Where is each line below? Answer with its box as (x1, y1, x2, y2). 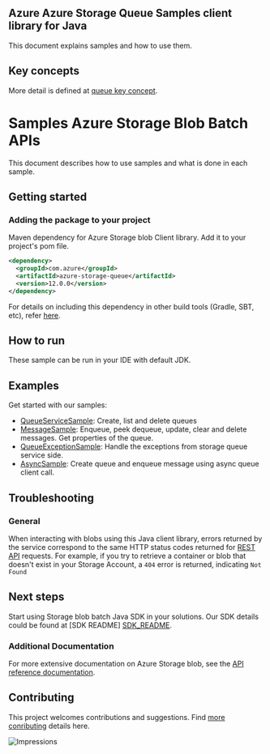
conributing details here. (8, 721, 91, 731)
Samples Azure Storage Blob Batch (8, 113, 249, 132)
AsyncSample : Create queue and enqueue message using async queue (19, 459, 259, 469)
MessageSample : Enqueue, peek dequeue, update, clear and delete (19, 424, 247, 434)
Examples (8, 378, 59, 392)
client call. (19, 467, 55, 477)
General (8, 515, 41, 526)
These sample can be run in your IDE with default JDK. (8, 356, 191, 365)
